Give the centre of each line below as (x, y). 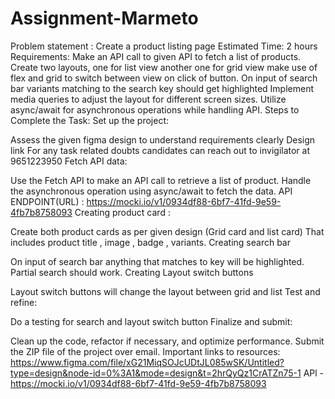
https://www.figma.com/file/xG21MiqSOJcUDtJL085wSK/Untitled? (147, 362)
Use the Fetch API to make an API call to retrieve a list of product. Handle (161, 180)
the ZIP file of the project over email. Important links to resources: (145, 351)
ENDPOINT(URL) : (47, 201)
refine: (24, 302)
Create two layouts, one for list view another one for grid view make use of (164, 67)
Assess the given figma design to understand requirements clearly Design (163, 139)
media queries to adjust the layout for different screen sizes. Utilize (148, 99)
